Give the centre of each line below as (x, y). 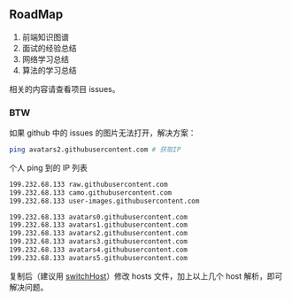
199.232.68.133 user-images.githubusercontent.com (104, 201)
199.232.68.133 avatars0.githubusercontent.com (99, 217)
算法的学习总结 (49, 70)
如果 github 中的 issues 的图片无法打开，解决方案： (103, 133)
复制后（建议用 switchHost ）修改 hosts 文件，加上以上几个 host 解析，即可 (146, 276)
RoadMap (36, 15)
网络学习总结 (45, 59)
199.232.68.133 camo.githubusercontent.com (91, 193)
